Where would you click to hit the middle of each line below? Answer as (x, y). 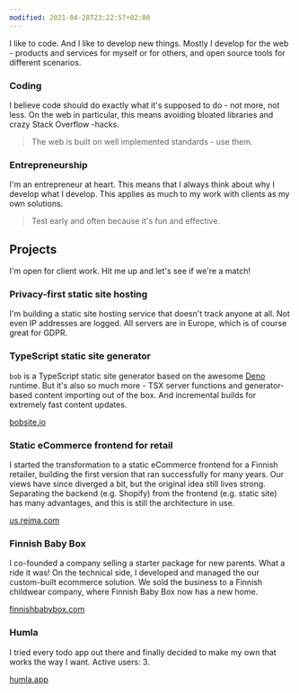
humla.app (29, 679)
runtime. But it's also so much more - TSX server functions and (126, 385)
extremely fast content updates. (68, 404)
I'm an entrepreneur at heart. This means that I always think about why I (142, 184)
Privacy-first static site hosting (79, 294)
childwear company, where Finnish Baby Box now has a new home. (134, 592)
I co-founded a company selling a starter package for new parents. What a (147, 564)
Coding (26, 85)
